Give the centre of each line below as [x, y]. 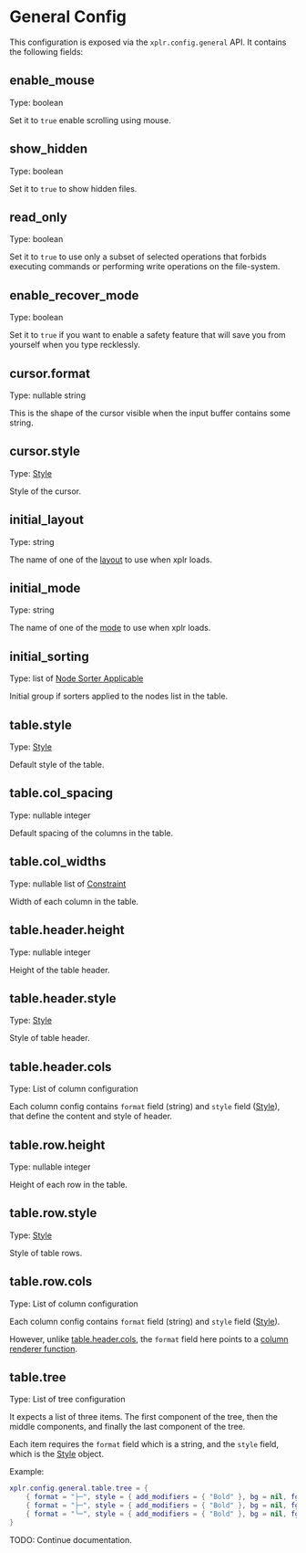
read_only [39, 217]
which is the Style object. [57, 1454]
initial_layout [47, 520]
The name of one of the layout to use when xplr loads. [111, 560]
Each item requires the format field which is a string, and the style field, [144, 1444]
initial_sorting [49, 656]
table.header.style [63, 998]
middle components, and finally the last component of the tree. [127, 1427]
